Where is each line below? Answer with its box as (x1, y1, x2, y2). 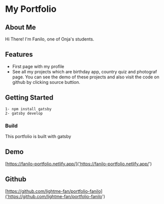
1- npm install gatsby (5, 106, 52, 111)
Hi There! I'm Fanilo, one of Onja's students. (5, 36, 95, 42)
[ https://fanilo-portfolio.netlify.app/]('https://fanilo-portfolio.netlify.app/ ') (5, 161, 152, 167)
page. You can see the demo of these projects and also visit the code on (12, 74, 160, 80)
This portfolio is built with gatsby (5, 133, 71, 139)
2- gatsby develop (5, 111, 43, 116)
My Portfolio (5, 3, 57, 15)
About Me (5, 23, 36, 32)
